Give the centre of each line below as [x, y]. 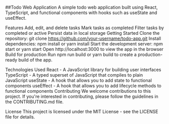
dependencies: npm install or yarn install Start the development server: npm [84, 44]
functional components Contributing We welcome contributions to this [78, 91]
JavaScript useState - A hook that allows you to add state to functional [79, 80]
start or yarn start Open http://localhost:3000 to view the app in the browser [84, 49]
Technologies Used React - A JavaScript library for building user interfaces [83, 70]
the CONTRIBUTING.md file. [35, 102]
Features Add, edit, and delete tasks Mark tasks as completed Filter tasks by [84, 28]
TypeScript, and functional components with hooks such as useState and [81, 13]
